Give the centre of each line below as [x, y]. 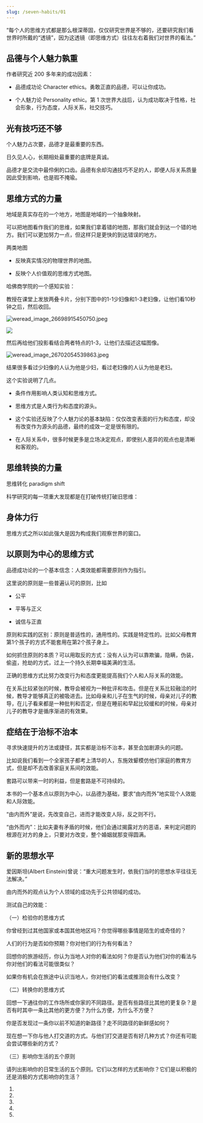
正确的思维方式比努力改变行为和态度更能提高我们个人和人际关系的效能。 [96, 675]
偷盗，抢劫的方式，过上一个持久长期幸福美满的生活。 [72, 662]
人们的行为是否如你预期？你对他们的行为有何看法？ [70, 944]
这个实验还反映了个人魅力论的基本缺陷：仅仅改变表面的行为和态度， [100, 419]
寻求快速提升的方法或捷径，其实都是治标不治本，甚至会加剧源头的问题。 [96, 748]
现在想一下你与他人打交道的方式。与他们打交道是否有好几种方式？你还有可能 [101, 1036]
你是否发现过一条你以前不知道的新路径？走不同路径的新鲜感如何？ [88, 1023]
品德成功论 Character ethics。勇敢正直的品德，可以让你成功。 [92, 87]
